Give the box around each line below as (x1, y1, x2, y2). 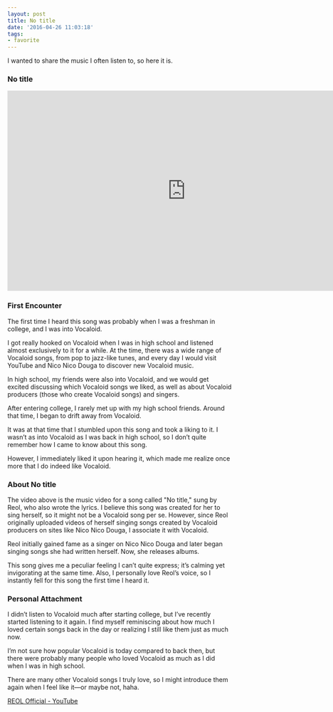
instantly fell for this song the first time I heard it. (7, 576, 149, 585)
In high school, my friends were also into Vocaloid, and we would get (7, 375, 209, 383)
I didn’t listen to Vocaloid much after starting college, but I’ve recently (7, 610, 211, 619)
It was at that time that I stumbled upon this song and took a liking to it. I (7, 425, 218, 434)
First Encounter (7, 300, 63, 310)
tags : (7, 30, 23, 38)
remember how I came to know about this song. (7, 440, 147, 449)
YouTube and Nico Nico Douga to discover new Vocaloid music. (7, 361, 194, 370)
